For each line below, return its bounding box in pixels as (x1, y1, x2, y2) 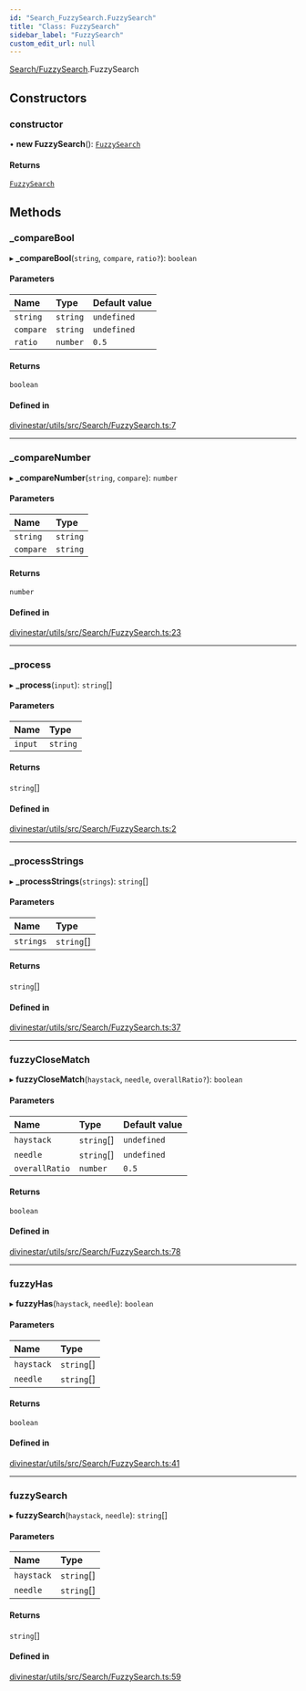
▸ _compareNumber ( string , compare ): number (9, 472, 178, 483)
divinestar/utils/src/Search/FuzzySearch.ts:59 (9, 1671, 182, 1682)
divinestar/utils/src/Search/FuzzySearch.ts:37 (9, 1022, 181, 1033)
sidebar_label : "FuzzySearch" (9, 30, 125, 39)
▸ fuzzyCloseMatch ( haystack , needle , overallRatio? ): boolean (9, 1074, 243, 1085)
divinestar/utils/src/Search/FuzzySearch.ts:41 (9, 1457, 180, 1468)
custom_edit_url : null (9, 38, 96, 48)
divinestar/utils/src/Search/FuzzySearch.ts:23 (9, 627, 182, 638)
